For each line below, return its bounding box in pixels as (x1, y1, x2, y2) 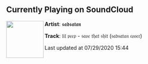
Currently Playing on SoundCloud (6, 5, 134, 15)
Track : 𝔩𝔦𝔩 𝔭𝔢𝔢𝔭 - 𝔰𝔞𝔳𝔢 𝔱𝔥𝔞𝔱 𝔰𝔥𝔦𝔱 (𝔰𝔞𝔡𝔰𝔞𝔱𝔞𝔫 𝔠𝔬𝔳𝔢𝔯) (44, 32, 143, 39)
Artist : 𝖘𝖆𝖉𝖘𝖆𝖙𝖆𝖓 (44, 20, 82, 27)
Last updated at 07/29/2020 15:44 (44, 44, 129, 51)
